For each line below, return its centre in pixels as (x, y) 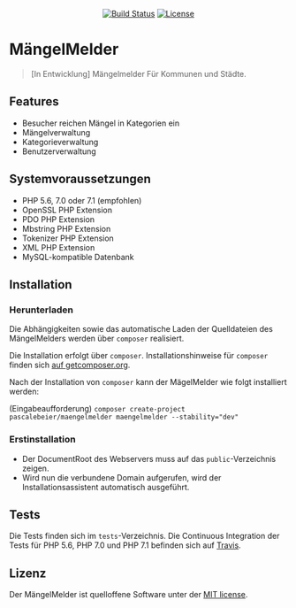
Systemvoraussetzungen (80, 179)
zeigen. (35, 468)
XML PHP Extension (58, 247)
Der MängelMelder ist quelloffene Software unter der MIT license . (129, 595)
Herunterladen (41, 310)
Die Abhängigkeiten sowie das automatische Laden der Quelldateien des (141, 329)
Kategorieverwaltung (60, 142)
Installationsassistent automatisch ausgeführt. (106, 487)
